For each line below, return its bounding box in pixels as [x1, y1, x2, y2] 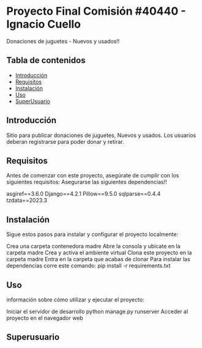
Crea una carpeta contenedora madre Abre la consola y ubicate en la [6, 243, 181, 250]
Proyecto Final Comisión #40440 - [6, 4, 186, 18]
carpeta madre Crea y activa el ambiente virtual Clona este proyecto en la [6, 249, 192, 256]
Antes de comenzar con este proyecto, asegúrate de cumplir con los [6, 172, 179, 179]
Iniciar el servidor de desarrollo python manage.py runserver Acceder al [6, 308, 189, 315]
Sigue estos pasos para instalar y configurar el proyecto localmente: [6, 231, 179, 238]
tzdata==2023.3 [6, 197, 48, 204]
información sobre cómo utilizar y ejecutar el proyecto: [6, 296, 145, 303]
